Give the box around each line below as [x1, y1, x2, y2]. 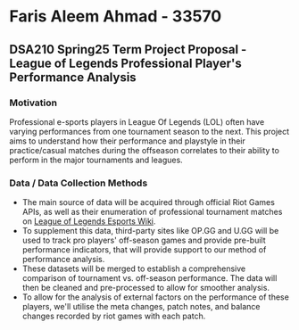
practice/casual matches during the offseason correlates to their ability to [9, 144, 279, 155]
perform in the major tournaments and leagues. [9, 154, 183, 165]
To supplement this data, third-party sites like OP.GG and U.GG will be [21, 226, 279, 236]
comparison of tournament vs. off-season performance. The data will [21, 273, 278, 284]
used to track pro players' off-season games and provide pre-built [21, 235, 266, 246]
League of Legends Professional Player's [9, 55, 243, 70]
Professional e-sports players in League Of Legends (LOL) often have [9, 116, 265, 127]
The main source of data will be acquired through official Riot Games [21, 197, 275, 208]
